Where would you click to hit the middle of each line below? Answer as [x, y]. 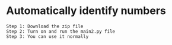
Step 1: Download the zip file [45, 26]
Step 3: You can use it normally [47, 36]
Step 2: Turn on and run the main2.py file [61, 31]
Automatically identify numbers [86, 11]
